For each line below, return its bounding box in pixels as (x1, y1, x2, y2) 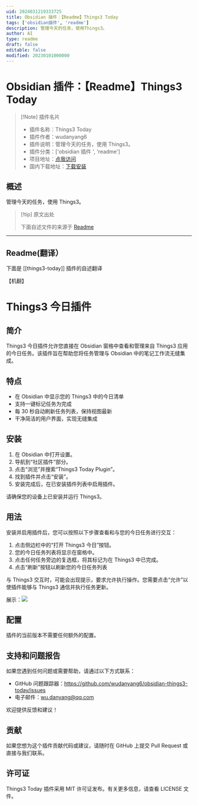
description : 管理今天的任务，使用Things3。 (6, 25, 107, 31)
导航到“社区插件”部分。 (14, 458, 72, 465)
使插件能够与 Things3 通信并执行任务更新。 (6, 583, 112, 590)
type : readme (6, 36, 38, 42)
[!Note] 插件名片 (20, 113, 60, 120)
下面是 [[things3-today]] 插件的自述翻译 (6, 265, 103, 272)
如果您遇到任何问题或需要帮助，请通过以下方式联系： (6, 667, 136, 674)
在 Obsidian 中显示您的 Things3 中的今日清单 (14, 393, 124, 400)
